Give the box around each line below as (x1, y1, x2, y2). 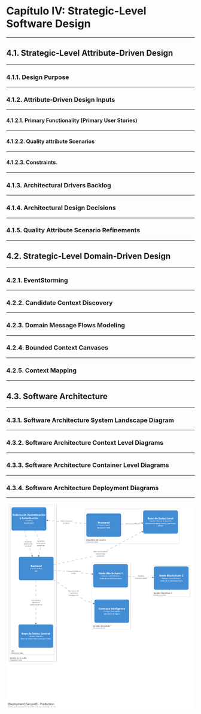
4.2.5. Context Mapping (6, 366, 77, 375)
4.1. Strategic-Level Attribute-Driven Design (6, 48, 173, 58)
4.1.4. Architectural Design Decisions (6, 203, 116, 212)
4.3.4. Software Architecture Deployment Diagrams (6, 484, 159, 492)
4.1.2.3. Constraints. (6, 159, 58, 166)
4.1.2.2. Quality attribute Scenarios (6, 138, 95, 145)
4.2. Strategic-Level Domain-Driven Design (6, 251, 171, 262)
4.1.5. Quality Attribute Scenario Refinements (6, 226, 141, 235)
